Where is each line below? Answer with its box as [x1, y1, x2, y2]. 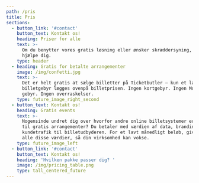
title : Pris [6, 14, 36, 20]
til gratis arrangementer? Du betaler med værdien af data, [21, 124, 174, 130]
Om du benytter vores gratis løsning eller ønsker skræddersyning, [21, 47, 192, 53]
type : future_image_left [17, 140, 78, 146]
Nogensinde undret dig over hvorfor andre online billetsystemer [21, 119, 187, 125]
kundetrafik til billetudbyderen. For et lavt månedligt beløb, [21, 129, 184, 136]
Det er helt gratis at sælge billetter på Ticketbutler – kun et [21, 80, 187, 86]
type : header [17, 58, 49, 64]
